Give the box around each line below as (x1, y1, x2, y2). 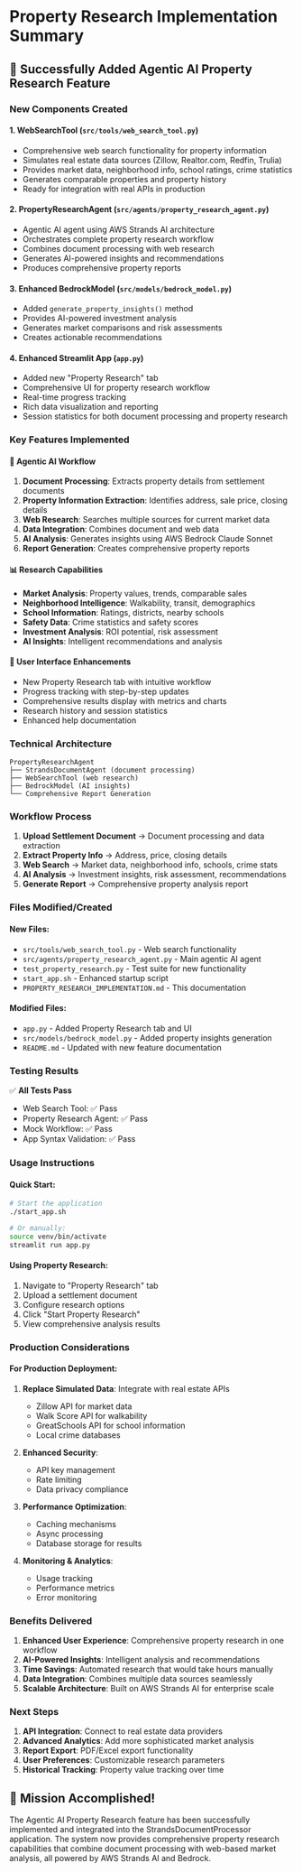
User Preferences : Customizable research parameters (22, 1755, 225, 1765)
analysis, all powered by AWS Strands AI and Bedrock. (9, 1853, 212, 1864)
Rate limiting (35, 1474, 83, 1485)
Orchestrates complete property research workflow (22, 233, 215, 245)
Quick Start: (9, 1179, 56, 1190)
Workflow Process (9, 811, 92, 823)
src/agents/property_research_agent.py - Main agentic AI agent (22, 953, 261, 964)
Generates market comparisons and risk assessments (22, 322, 223, 333)
